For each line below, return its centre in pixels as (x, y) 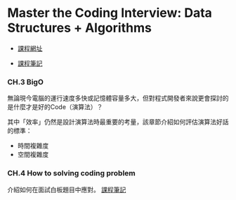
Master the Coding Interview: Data (110, 13)
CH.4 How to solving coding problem (71, 173)
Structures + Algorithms (80, 28)
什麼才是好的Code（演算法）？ (58, 107)
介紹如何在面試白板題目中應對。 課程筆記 (67, 189)
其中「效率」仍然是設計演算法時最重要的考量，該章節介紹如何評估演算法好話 (118, 122)
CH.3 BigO (26, 82)
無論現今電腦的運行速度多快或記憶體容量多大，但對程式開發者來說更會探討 (115, 98)
